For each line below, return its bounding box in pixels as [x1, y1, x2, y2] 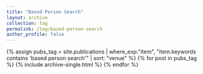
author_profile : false [6, 32, 64, 38]
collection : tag [6, 20, 48, 26]
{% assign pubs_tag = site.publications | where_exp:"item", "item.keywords [6, 48, 196, 55]
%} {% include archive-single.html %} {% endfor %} [6, 61, 139, 69]
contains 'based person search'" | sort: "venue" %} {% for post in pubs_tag [6, 55, 197, 62]
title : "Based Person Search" [6, 8, 84, 15]
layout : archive [6, 15, 48, 21]
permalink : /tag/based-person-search [6, 25, 103, 32]
